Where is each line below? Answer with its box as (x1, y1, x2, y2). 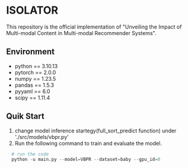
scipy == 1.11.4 (14, 94, 50, 101)
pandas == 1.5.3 (14, 81, 55, 88)
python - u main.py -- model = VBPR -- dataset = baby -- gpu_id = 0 (11, 157, 161, 163)
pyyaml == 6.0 (14, 87, 50, 95)
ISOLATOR (6, 4, 58, 17)
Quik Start (6, 111, 44, 122)
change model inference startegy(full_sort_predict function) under (14, 127, 177, 134)
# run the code (11, 151, 49, 157)
